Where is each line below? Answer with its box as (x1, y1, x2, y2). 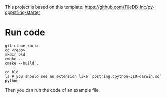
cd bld (5, 69, 19, 74)
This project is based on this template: (5, 4, 84, 10)
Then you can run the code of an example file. (5, 87, 100, 93)
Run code (5, 27, 45, 38)
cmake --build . (5, 61, 39, 66)
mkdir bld (5, 52, 26, 57)
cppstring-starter (5, 9, 41, 15)
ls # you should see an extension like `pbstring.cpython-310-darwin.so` (5, 74, 162, 79)
